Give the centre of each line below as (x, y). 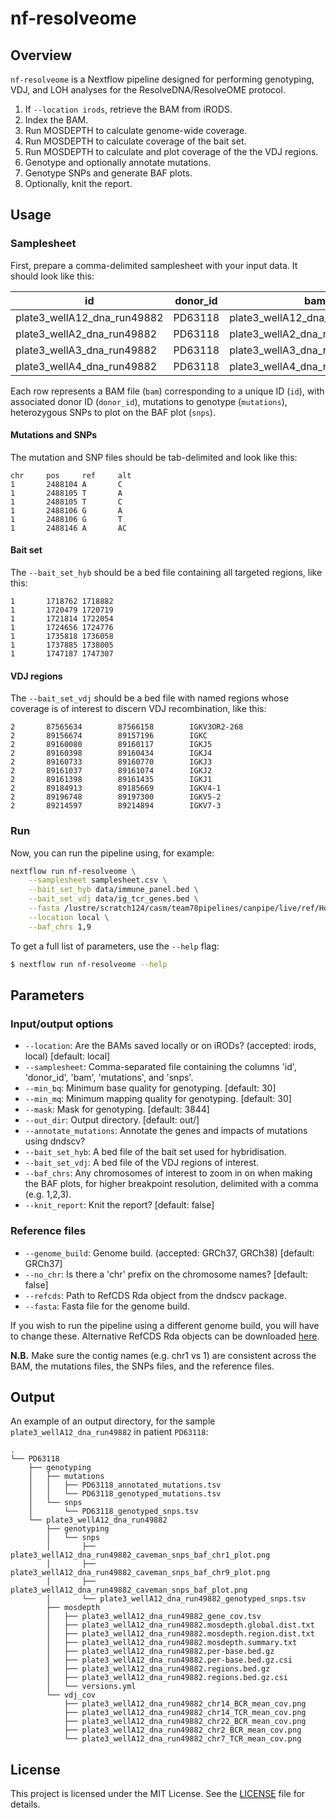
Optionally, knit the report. (78, 183)
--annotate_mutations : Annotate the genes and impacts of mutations (166, 1131)
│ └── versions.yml (91, 1687)
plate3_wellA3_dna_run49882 (86, 350)
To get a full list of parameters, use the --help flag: (115, 946)
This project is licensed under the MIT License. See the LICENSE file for (158, 1794)
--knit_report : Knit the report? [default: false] (119, 1205)
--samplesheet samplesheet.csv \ (98, 880)
